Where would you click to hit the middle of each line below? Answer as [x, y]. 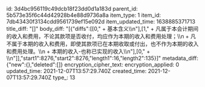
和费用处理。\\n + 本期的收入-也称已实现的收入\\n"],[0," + [78, 51]
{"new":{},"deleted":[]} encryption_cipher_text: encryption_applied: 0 [93, 65]
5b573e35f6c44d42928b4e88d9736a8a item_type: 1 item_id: [84, 15]
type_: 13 [64, 77]
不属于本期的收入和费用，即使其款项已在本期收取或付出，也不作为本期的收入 [103, 44]
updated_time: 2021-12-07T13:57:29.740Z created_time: [77, 71]
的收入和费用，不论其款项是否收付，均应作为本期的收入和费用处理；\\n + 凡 [101, 36]
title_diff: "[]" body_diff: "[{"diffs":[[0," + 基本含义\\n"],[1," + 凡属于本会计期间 [103, 29]
